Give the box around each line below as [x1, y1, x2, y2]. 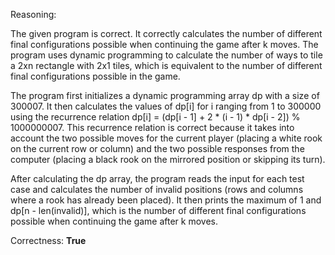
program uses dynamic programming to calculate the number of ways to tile [10, 49, 323, 61]
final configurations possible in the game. [10, 70, 181, 82]
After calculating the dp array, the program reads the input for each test [10, 173, 305, 184]
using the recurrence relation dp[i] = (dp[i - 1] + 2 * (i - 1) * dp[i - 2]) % [10, 111, 301, 123]
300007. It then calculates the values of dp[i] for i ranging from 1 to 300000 [10, 100, 322, 112]
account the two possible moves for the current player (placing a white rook [10, 132, 323, 144]
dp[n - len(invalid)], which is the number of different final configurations [10, 205, 307, 216]
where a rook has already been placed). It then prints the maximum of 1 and [10, 194, 322, 206]
